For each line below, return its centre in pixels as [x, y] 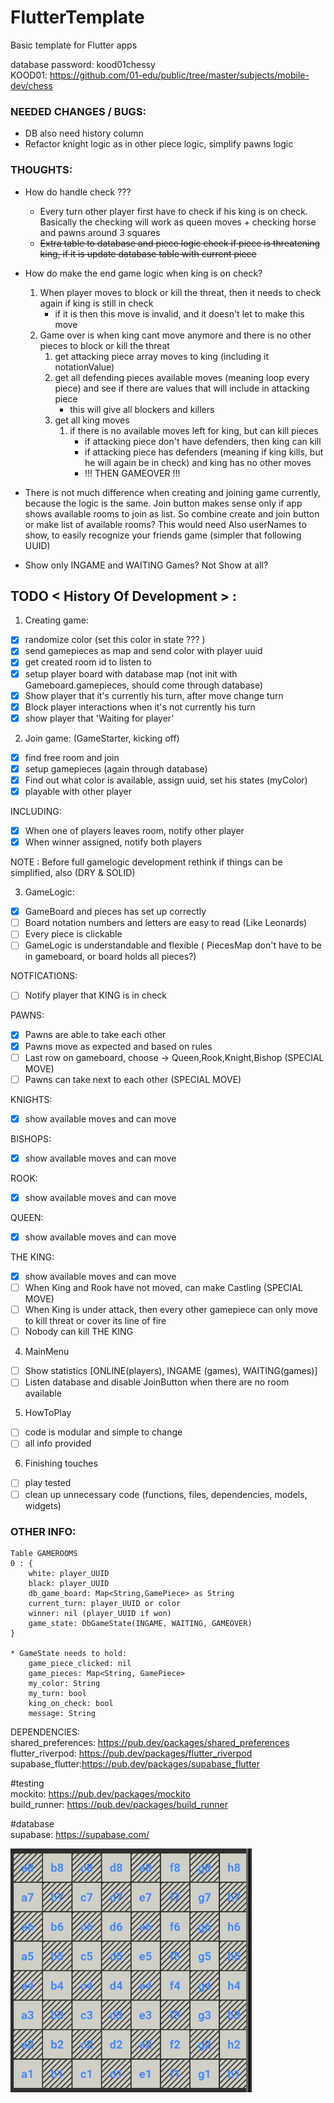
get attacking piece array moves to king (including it [162, 356]
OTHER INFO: [43, 1531]
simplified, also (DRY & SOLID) [73, 873]
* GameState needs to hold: [69, 1653]
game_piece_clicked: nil [80, 1663]
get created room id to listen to [88, 662]
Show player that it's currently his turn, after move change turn [154, 695]
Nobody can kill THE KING [79, 1332]
